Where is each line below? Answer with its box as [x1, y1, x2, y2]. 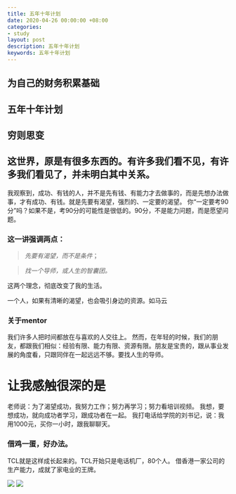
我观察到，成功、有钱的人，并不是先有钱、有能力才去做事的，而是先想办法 [7, 188, 223, 197]
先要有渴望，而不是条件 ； [24, 252, 99, 260]
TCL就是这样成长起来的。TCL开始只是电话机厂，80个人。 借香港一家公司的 [7, 456, 225, 464]
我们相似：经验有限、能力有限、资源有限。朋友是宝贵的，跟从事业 [31, 342, 223, 350]
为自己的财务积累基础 [7, 77, 100, 89]
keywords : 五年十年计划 [7, 50, 70, 57]
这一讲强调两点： [7, 234, 65, 244]
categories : [7, 23, 42, 30]
